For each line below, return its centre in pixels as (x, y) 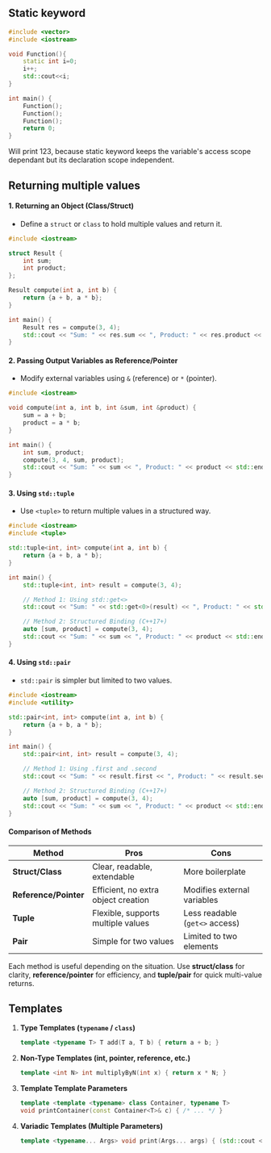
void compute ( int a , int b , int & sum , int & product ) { (102, 408)
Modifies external (217, 889)
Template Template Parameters (73, 1088)
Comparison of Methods (50, 831)
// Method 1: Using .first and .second (90, 769)
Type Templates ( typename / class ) (77, 1028)
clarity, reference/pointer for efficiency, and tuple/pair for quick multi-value (135, 975)
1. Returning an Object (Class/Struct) (71, 206)
